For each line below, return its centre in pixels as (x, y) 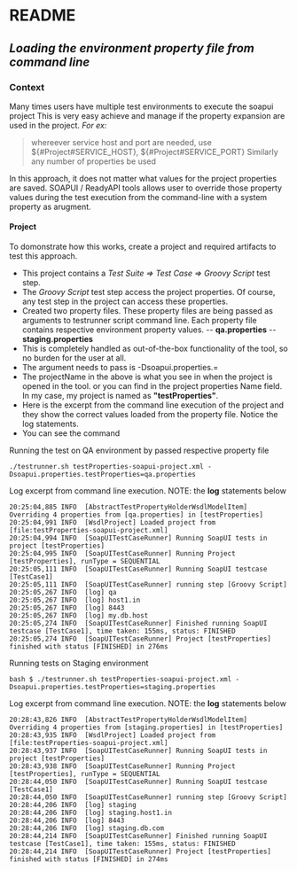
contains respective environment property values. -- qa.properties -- (149, 330)
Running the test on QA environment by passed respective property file (139, 451)
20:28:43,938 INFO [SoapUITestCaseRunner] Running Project (123, 766)
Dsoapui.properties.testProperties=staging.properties (113, 688)
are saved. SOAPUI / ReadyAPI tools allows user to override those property (145, 188)
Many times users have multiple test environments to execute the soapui (141, 106)
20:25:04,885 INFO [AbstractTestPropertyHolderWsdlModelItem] (129, 507)
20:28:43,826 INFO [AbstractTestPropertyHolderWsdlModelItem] (129, 720)
